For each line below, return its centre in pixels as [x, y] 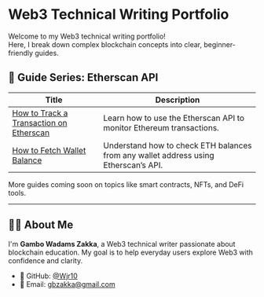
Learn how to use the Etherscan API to [174, 118]
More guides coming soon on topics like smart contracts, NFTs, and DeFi [126, 184]
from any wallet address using [159, 155]
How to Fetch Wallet [49, 150]
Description [178, 100]
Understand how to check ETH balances [178, 145]
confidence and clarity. [46, 260]
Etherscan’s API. [133, 165]
